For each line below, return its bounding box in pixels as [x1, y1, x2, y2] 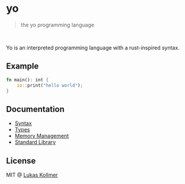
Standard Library [14, 139, 56, 146]
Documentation [6, 104, 65, 114]
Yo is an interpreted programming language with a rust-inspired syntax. [6, 44, 180, 51]
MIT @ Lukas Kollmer [6, 172, 58, 178]
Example [6, 61, 39, 71]
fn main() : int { [6, 77, 49, 83]
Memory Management [14, 132, 69, 140]
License [6, 156, 36, 166]
